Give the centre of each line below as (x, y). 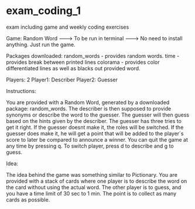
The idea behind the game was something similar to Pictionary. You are (92, 174)
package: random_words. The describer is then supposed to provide (89, 108)
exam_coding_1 (43, 11)
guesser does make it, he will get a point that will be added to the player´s (95, 133)
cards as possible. (28, 200)
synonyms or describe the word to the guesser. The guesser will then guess (98, 115)
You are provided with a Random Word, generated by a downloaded (88, 102)
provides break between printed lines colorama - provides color (83, 62)
